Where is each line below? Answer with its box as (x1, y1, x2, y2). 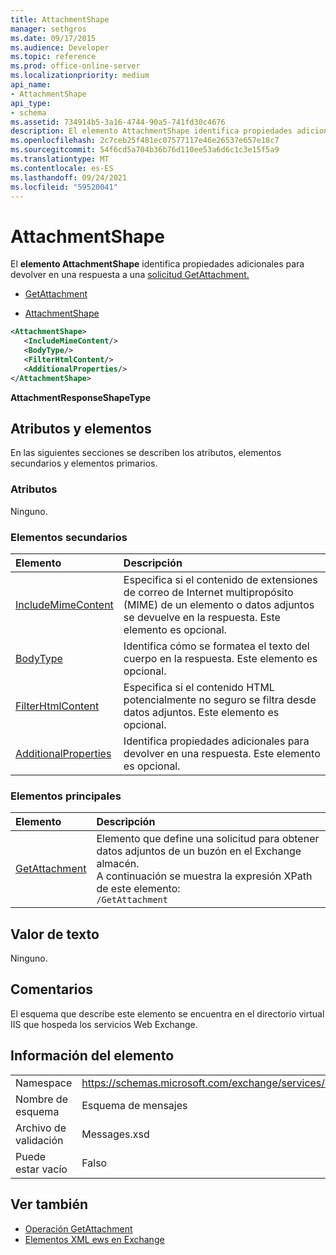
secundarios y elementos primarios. (10, 457, 158, 470)
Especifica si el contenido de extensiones (123, 572, 318, 586)
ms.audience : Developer (10, 42, 110, 53)
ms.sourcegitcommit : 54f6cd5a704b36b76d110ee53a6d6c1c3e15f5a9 (10, 145, 280, 155)
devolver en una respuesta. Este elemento (123, 746, 321, 760)
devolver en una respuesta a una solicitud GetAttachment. (10, 269, 250, 281)
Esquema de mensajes (81, 1098, 188, 1112)
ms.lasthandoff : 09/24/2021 (10, 172, 128, 183)
